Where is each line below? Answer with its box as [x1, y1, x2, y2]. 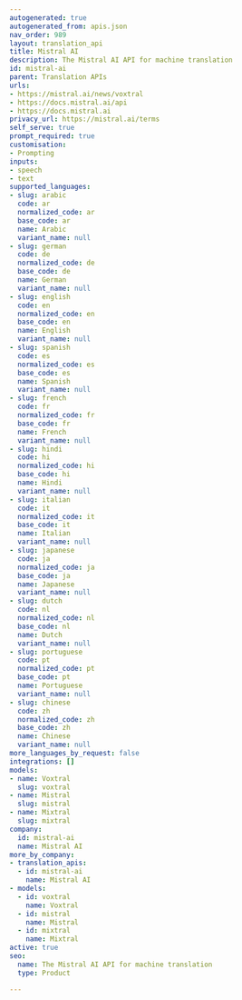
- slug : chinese [9, 697, 71, 707]
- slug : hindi [9, 445, 63, 454]
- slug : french [9, 394, 67, 403]
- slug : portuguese [9, 647, 83, 656]
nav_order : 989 [9, 30, 67, 39]
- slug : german [9, 242, 67, 251]
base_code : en [17, 317, 71, 327]
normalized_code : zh [17, 715, 95, 724]
